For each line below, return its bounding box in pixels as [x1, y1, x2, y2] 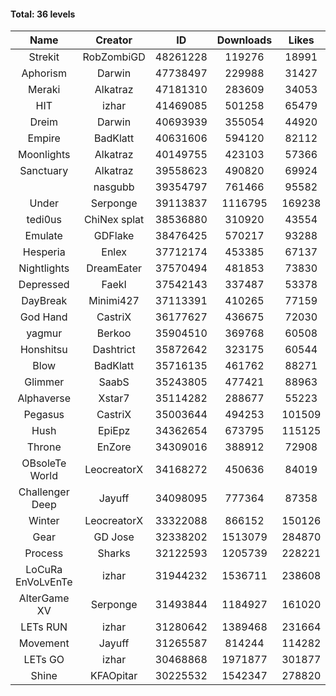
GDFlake [93, 229, 135, 243]
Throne [26, 440, 62, 454]
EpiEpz [97, 424, 131, 438]
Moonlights [17, 148, 71, 162]
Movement [18, 636, 70, 650]
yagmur [26, 326, 63, 340]
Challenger [18, 485, 70, 499]
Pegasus [23, 408, 65, 422]
